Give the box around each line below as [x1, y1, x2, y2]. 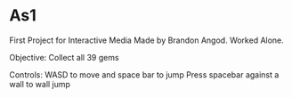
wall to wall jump [9, 78, 71, 89]
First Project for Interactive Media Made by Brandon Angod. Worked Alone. [9, 35, 285, 45]
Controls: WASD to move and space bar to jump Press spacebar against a [9, 69, 280, 80]
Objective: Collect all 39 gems [9, 52, 119, 62]
